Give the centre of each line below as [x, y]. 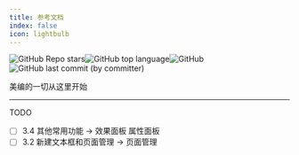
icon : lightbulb [39, 34]
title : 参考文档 [36, 17]
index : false [33, 26]
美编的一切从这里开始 [48, 87]
